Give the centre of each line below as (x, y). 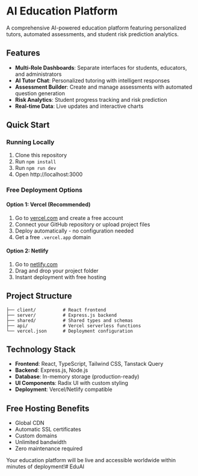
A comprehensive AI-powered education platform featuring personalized (96, 28)
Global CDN (29, 423)
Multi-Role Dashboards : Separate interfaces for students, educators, (101, 67)
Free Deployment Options (45, 190)
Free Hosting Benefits (48, 408)
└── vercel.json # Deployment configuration (70, 331)
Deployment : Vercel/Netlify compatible (63, 389)
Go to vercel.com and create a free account (69, 218)
